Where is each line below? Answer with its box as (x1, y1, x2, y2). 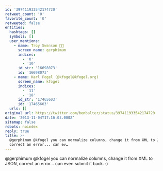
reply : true (5, 129, 29, 134)
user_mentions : (9, 39, 40, 44)
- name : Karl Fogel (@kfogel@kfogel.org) (14, 75, 98, 79)
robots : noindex (5, 124, 38, 129)
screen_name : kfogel (17, 79, 60, 84)
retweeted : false (5, 20, 40, 26)
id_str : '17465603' (17, 97, 57, 102)
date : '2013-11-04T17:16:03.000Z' (5, 115, 75, 120)
